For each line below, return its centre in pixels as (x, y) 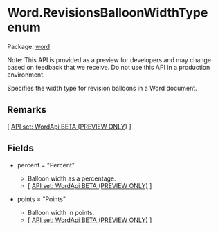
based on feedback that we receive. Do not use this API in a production (109, 67)
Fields (21, 148)
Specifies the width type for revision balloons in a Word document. (102, 88)
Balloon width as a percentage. (72, 178)
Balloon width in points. (61, 212)
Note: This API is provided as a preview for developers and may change (109, 59)
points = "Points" (42, 199)
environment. (26, 75)
